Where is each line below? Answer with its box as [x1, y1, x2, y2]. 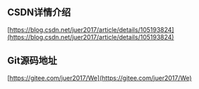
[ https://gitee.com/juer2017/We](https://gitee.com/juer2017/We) [7, 74, 192, 82]
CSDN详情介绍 [7, 6, 71, 19]
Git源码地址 [7, 55, 57, 67]
